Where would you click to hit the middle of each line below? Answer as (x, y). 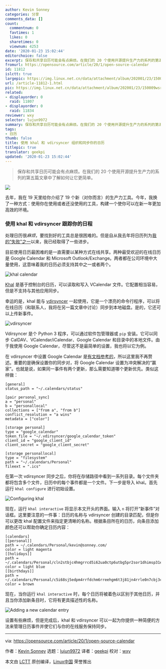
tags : (11, 129)
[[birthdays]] (20, 571)
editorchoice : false (26, 56)
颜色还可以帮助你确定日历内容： (38, 527)
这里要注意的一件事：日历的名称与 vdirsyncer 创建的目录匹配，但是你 (88, 515)
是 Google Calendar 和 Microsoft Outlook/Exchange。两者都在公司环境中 (79, 258)
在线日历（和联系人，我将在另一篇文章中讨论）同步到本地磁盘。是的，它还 (81, 307)
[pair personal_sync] (27, 397)
